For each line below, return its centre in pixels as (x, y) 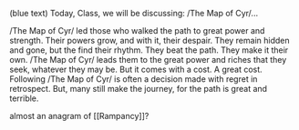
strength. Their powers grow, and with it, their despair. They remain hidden (149, 40)
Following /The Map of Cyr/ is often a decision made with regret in (134, 79)
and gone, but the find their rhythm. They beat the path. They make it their (149, 50)
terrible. (24, 98)
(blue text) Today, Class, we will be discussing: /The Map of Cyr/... (134, 13)
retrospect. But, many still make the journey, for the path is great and (138, 89)
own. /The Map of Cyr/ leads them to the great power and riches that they (148, 60)
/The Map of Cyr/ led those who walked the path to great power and (137, 30)
